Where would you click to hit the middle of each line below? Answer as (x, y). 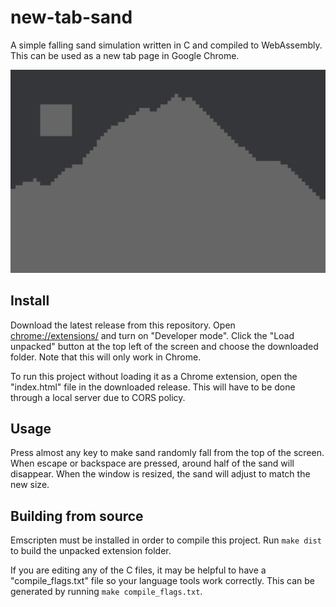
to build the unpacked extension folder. (91, 551)
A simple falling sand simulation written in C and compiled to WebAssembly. (166, 45)
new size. (30, 485)
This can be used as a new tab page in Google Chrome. (125, 55)
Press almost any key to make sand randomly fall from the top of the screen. (167, 453)
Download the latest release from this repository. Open (123, 325)
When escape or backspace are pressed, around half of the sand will (152, 463)
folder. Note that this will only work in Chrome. (106, 357)
